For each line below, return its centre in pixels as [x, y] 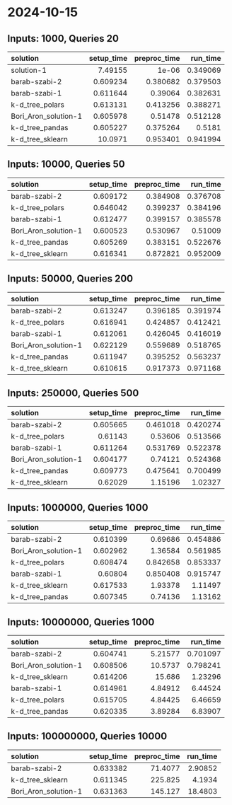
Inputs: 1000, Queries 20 [63, 39]
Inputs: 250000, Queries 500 [73, 393]
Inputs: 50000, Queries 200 [70, 279]
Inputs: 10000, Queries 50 [66, 164]
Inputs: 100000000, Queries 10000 [87, 736]
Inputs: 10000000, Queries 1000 [81, 622]
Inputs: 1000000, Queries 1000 [78, 508]
